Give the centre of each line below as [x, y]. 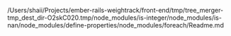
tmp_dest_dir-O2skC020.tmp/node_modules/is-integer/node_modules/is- [114, 18]
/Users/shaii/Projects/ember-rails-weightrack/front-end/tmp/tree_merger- [115, 10]
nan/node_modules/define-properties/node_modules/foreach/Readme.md [116, 25]
